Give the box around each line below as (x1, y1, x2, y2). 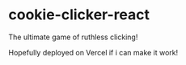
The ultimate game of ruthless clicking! (8, 32, 138, 42)
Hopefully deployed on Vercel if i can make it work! (8, 47, 179, 57)
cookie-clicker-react (8, 6, 150, 24)
